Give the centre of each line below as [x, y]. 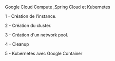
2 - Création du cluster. [28, 25]
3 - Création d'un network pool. [37, 35]
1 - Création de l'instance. [31, 16]
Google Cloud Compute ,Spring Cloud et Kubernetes [58, 7]
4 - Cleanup [17, 44]
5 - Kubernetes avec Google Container [44, 53]
